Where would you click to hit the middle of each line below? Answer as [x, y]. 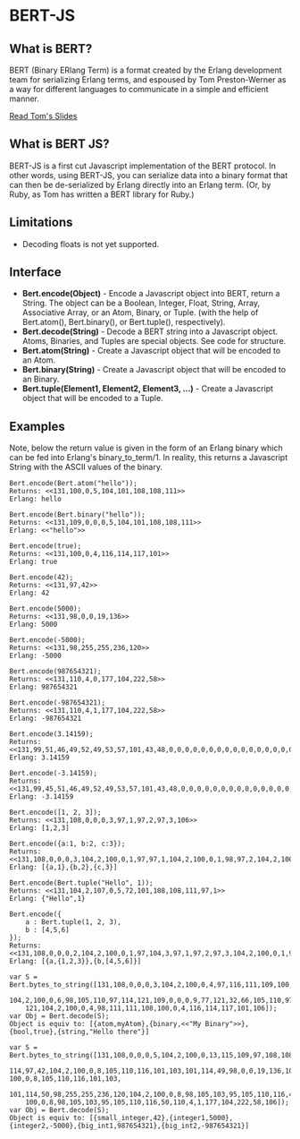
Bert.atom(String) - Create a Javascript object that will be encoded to [151, 351]
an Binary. [41, 379]
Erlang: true [33, 562]
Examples [37, 426]
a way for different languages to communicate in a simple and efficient [139, 89]
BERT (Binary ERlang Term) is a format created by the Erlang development [146, 70]
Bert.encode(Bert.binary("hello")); [77, 515]
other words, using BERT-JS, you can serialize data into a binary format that [149, 175]
